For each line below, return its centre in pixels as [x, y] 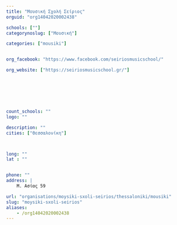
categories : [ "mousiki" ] [36, 44]
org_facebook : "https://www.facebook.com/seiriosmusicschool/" [85, 59]
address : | [19, 181]
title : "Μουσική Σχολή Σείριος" [45, 11]
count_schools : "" [28, 112]
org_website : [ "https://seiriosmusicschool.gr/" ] [68, 70]
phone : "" [18, 175]
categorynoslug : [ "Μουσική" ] [42, 33]
